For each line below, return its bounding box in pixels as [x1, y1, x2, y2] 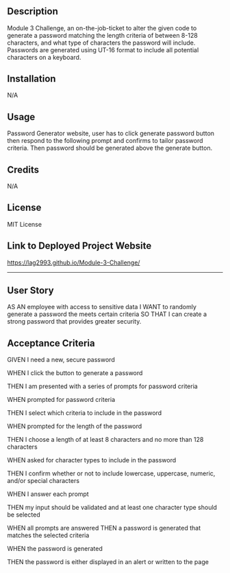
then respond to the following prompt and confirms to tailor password [7, 137, 203, 145]
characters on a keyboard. [7, 53, 81, 61]
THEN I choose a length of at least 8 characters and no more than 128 [7, 436, 204, 444]
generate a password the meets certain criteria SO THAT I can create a [7, 310, 207, 318]
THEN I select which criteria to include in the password [7, 409, 162, 417]
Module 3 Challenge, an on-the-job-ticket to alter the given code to [7, 23, 197, 32]
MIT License [7, 220, 42, 228]
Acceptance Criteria [7, 337, 95, 349]
